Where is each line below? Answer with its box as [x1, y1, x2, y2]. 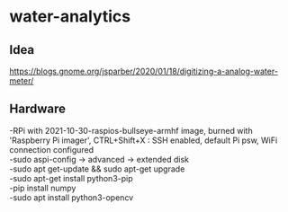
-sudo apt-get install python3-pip [9, 172, 133, 183]
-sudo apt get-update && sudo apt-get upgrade [9, 163, 185, 174]
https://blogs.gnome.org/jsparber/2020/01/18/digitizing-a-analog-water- [9, 66, 279, 76]
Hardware [9, 102, 66, 117]
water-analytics [9, 6, 131, 27]
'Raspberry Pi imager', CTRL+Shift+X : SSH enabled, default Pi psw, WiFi [9, 135, 278, 146]
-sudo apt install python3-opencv [9, 191, 134, 203]
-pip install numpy [9, 182, 76, 193]
